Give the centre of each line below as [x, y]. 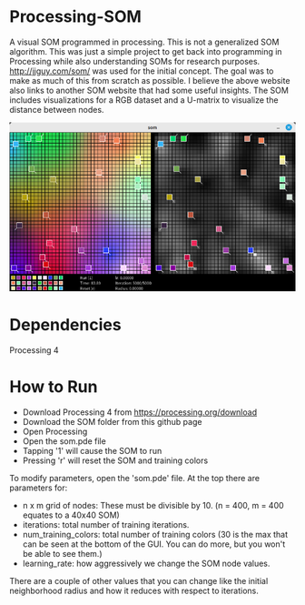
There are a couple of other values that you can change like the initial [139, 580]
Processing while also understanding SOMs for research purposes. [135, 61]
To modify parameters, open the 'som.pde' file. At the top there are [135, 478]
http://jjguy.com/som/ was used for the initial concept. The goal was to [142, 71]
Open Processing [55, 431]
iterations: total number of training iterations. [106, 524]
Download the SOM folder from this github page [112, 421]
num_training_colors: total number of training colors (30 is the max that [155, 534]
